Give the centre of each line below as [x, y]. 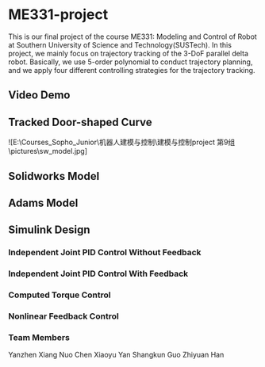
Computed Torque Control [60, 295]
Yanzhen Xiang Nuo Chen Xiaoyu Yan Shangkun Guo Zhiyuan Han [116, 355]
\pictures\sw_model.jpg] [48, 151]
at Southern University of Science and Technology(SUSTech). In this [120, 44]
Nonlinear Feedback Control [63, 316]
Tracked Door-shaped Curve [80, 122]
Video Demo [39, 96]
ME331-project [58, 15]
